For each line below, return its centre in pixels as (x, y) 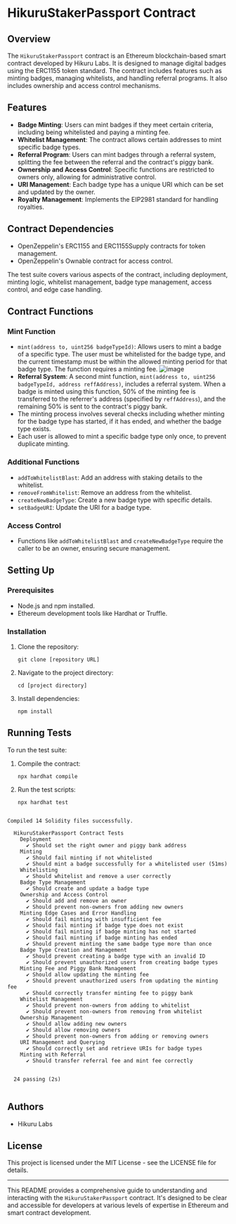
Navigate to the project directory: (65, 672)
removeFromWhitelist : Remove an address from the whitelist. (105, 492)
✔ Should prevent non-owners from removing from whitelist (114, 1011)
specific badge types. (49, 147)
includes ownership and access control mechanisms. (84, 85)
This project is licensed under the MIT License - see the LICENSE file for (112, 1163)
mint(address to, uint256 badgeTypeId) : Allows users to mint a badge (119, 347)
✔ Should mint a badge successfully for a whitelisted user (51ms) (127, 864)
